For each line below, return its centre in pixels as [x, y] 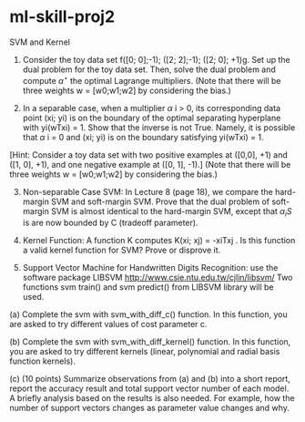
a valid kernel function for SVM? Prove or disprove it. [122, 250]
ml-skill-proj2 [62, 17]
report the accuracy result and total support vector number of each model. [149, 388]
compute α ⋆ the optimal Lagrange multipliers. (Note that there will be [152, 79]
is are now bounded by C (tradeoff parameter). [110, 223]
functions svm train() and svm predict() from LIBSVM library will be [148, 287]
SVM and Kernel [40, 42]
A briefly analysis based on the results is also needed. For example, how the [152, 398]
